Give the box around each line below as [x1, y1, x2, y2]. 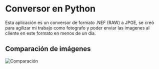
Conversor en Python [5, 3, 96, 14]
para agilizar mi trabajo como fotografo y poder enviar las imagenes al [5, 24, 150, 30]
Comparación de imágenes [5, 44, 91, 53]
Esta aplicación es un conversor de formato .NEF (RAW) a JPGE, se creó [5, 19, 154, 25]
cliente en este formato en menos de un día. [5, 30, 96, 36]
